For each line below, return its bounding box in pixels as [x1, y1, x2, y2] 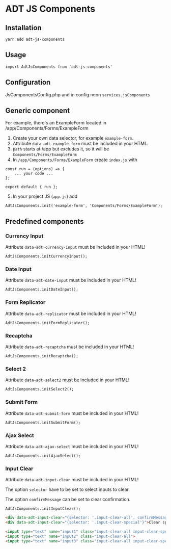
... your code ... [14, 171, 53, 176]
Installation [5, 23, 42, 32]
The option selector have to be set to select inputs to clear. [5, 486, 130, 492]
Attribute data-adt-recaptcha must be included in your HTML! [5, 344, 134, 350]
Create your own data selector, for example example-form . [12, 135, 134, 141]
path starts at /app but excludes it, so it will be [12, 146, 109, 152]
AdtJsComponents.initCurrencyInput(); [5, 254, 88, 259]
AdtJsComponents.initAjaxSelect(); [5, 453, 81, 458]
